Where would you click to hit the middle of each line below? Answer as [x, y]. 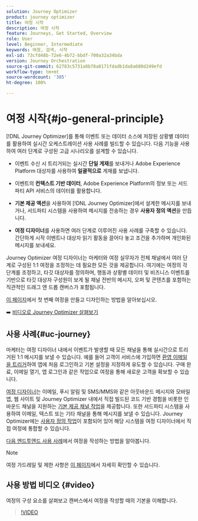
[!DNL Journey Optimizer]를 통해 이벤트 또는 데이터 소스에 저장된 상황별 [90, 136]
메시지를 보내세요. [35, 245]
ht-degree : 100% [26, 83]
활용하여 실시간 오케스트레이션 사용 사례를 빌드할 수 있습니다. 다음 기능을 [95, 143]
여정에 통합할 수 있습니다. [41, 428]
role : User [19, 39]
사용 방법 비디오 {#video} [51, 485]
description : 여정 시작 [33, 28]
